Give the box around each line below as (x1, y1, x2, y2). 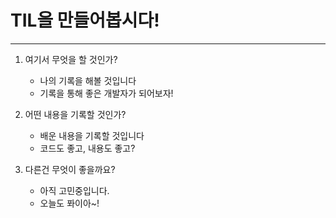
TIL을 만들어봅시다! (10, 9, 160, 32)
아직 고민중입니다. (39, 184, 110, 196)
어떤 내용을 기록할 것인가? (24, 108, 127, 120)
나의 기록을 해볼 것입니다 (39, 74, 137, 86)
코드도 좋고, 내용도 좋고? (39, 142, 136, 154)
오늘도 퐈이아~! (39, 197, 100, 209)
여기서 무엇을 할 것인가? (24, 53, 118, 65)
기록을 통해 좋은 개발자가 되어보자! (39, 87, 174, 99)
